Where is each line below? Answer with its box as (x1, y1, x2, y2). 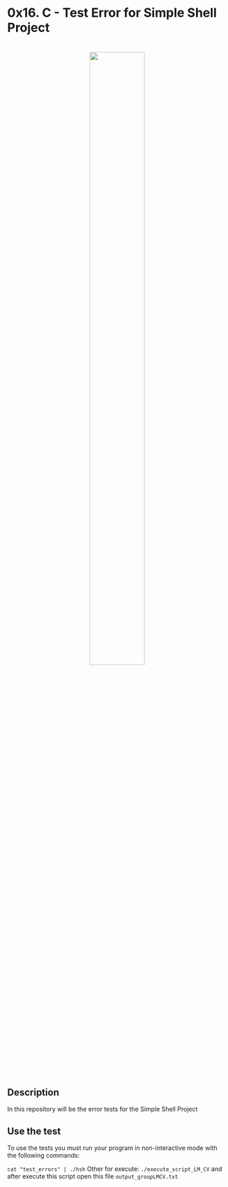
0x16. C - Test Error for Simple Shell (7, 5, 218, 21)
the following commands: (7, 1151, 80, 1159)
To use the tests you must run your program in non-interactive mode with (7, 1144, 218, 1152)
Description (7, 1086, 59, 1098)
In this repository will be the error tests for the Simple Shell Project (7, 1105, 198, 1114)
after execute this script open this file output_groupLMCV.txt (7, 1172, 178, 1180)
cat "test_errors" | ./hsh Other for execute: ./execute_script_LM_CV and (7, 1165, 222, 1173)
